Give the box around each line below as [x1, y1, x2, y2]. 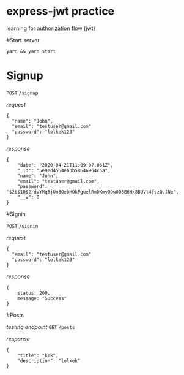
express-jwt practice [6, 4, 115, 18]
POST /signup [6, 90, 39, 96]
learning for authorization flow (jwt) [6, 25, 96, 32]
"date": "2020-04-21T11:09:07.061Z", [17, 162, 114, 168]
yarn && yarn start [6, 48, 56, 55]
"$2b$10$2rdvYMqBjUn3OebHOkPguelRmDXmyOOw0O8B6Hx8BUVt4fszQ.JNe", [6, 189, 179, 195]
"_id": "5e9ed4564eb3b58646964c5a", [17, 167, 111, 173]
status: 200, [17, 290, 51, 296]
